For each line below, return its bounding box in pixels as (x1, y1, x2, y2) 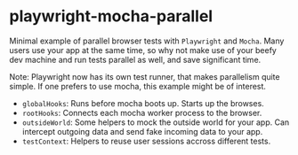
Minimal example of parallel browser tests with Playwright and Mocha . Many (9, 35, 285, 46)
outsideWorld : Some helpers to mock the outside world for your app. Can (21, 117, 290, 128)
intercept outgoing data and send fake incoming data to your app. (21, 126, 263, 136)
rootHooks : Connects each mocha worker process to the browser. (21, 107, 262, 118)
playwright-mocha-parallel (9, 6, 213, 27)
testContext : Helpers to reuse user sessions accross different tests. (21, 136, 271, 146)
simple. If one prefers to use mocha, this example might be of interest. (9, 81, 267, 91)
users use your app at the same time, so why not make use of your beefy (9, 44, 278, 55)
